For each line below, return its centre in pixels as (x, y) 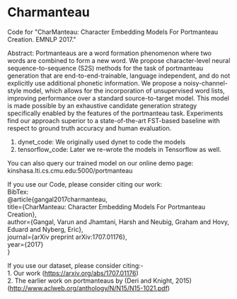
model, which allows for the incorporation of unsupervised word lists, (124, 90)
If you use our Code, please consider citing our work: (85, 184)
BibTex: (18, 192)
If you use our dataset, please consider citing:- (75, 265)
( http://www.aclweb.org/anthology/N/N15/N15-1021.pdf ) (89, 288)
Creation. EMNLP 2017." (42, 39)
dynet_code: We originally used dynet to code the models (102, 141)
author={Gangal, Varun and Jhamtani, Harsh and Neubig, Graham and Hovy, (118, 222)
